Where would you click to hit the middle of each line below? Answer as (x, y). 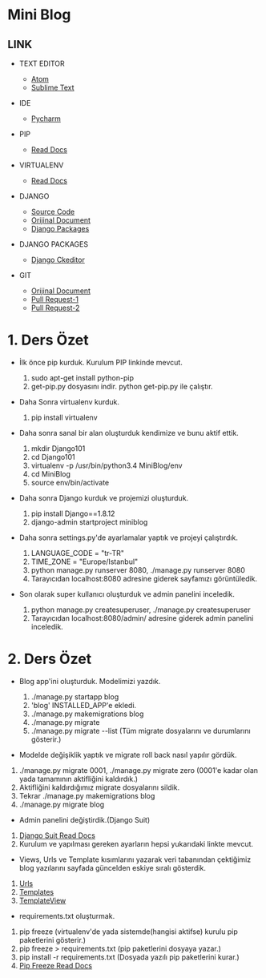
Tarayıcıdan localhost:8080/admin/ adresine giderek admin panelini (142, 618)
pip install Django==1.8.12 (73, 513)
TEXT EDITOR (42, 63)
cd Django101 (53, 457)
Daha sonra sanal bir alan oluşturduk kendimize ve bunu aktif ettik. (129, 433)
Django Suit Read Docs (57, 835)
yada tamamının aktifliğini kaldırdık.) (78, 779)
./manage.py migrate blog (62, 804)
